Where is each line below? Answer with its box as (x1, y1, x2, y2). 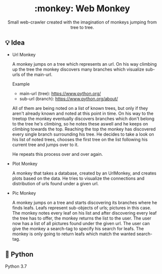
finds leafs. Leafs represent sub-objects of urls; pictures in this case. (12, 204, 152, 211)
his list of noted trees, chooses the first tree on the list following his (12, 136, 148, 142)
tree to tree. (70, 24, 94, 30)
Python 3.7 (5, 263, 27, 269)
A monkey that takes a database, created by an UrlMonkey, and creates (12, 170, 157, 176)
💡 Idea (5, 39, 25, 47)
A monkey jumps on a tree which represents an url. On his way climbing (12, 61, 157, 67)
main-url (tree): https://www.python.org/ (19, 90, 101, 96)
